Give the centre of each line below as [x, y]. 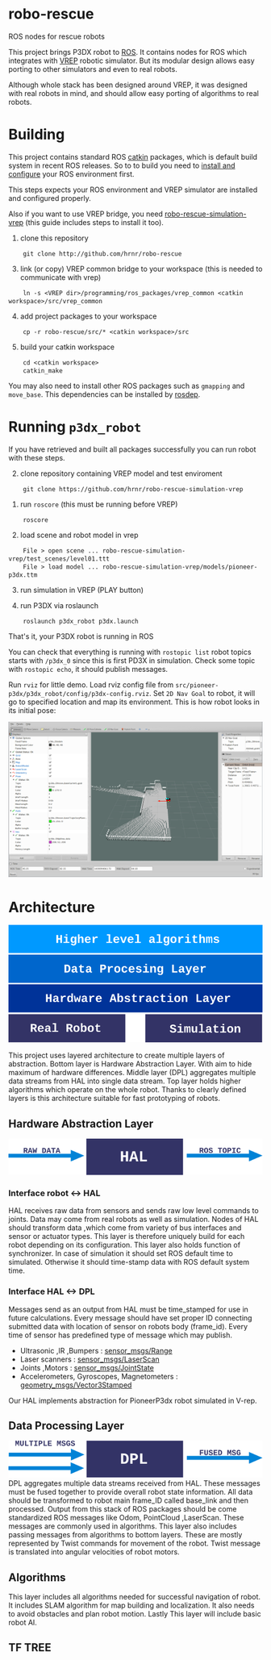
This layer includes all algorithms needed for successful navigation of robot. [134, 1597]
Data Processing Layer [67, 1426]
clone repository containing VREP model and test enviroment [121, 473]
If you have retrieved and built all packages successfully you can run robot [132, 449]
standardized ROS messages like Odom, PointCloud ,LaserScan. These [126, 1518]
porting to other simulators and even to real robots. [93, 69]
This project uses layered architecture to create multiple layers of [117, 1055]
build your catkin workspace [67, 347]
